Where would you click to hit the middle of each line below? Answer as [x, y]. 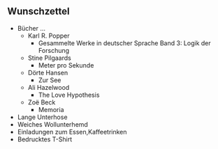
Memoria [51, 109]
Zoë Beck [42, 102]
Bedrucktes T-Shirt [45, 139]
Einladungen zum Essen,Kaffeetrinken [72, 132]
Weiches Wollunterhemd [53, 124]
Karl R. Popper [49, 36]
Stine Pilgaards [49, 58]
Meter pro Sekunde [66, 65]
